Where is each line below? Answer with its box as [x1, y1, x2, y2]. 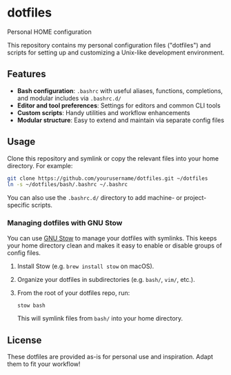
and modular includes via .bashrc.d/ [17, 94, 122, 102]
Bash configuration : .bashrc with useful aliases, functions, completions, [17, 86, 223, 94]
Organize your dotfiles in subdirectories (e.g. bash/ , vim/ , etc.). [17, 275, 195, 283]
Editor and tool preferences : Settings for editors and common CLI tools [17, 101, 221, 110]
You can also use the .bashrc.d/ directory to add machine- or [7, 194, 183, 202]
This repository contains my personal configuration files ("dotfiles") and [7, 41, 212, 49]
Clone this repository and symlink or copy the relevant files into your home [7, 154, 219, 163]
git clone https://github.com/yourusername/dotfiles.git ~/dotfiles [7, 174, 208, 182]
